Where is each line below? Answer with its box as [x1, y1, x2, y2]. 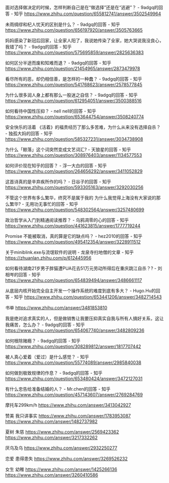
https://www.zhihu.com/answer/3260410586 [5, 472, 98, 478]
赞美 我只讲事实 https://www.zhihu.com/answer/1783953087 [5, 413, 131, 418]
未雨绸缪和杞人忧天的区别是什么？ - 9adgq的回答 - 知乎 [5, 22, 120, 27]
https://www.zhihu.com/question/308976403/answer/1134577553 [5, 152, 142, 158]
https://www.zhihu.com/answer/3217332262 [5, 435, 98, 440]
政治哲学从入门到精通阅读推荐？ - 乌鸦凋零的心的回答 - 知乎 [5, 217, 129, 223]
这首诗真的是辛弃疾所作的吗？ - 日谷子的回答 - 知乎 [5, 178, 112, 185]
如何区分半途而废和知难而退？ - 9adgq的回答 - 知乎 [5, 60, 112, 66]
